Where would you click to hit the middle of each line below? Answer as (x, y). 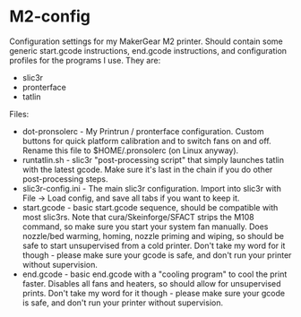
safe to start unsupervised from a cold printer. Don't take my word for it (154, 245)
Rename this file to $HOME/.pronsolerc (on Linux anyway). (130, 150)
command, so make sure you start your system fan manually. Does (145, 227)
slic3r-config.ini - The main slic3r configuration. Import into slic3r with (152, 188)
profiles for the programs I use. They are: (85, 60)
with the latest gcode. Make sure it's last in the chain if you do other (147, 169)
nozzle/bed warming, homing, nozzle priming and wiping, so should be (153, 236)
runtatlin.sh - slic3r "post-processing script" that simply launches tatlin (153, 159)
